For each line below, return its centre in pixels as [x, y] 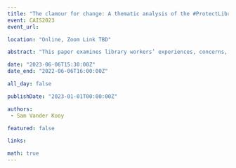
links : [17, 141]
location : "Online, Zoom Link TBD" [59, 39]
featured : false [31, 128]
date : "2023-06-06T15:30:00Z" [52, 65]
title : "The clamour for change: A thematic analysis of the [99, 14]
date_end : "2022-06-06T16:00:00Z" [58, 71]
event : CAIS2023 [31, 20]
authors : [20, 109]
